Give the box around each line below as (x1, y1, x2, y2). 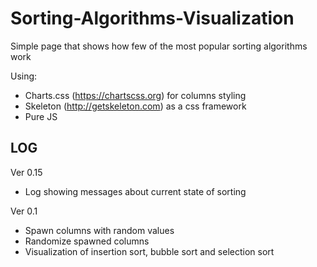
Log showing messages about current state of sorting (24, 185, 247, 197)
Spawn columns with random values (24, 224, 175, 236)
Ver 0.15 (10, 166, 43, 178)
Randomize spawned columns (24, 235, 150, 247)
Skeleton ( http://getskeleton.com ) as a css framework (24, 100, 247, 112)
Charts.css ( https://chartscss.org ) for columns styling (24, 89, 247, 101)
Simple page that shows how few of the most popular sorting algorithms (10, 40, 308, 52)
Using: (10, 70, 38, 82)
